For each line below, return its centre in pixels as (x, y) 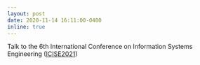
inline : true (26, 27)
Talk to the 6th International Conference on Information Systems (100, 47)
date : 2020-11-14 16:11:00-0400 (54, 20)
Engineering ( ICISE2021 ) (42, 54)
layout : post (26, 14)
